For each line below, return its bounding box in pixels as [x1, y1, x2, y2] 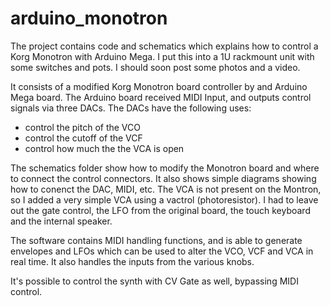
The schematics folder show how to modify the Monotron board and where [10, 162, 320, 174]
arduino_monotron [10, 7, 168, 30]
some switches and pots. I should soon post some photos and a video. [10, 61, 301, 73]
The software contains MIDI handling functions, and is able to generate [10, 234, 303, 246]
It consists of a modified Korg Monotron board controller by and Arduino [10, 80, 308, 92]
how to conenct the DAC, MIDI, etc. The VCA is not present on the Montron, [10, 183, 322, 195]
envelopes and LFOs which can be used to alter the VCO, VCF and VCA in [10, 245, 314, 257]
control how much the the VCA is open [24, 142, 185, 154]
